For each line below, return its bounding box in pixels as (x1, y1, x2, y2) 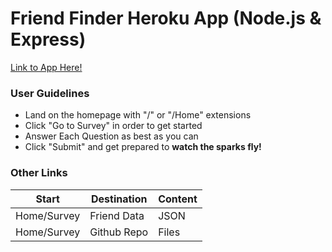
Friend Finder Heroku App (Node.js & (10, 7, 322, 30)
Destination (90, 192, 148, 206)
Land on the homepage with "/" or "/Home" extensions (24, 109, 252, 121)
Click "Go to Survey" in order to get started (24, 120, 203, 132)
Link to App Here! (10, 61, 83, 73)
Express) (10, 28, 87, 51)
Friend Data (89, 208, 145, 222)
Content (158, 192, 198, 206)
